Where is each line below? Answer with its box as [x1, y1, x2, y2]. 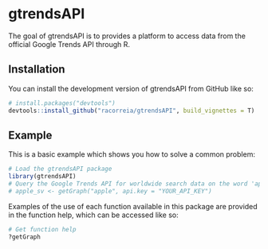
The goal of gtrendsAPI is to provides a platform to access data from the [8, 31, 246, 41]
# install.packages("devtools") [8, 99, 116, 107]
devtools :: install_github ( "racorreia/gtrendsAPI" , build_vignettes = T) [8, 107, 255, 115]
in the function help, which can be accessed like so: [8, 210, 179, 220]
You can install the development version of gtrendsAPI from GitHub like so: [8, 84, 254, 93]
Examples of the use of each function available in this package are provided [8, 201, 258, 211]
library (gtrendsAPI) [8, 173, 77, 181]
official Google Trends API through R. [8, 39, 130, 49]
